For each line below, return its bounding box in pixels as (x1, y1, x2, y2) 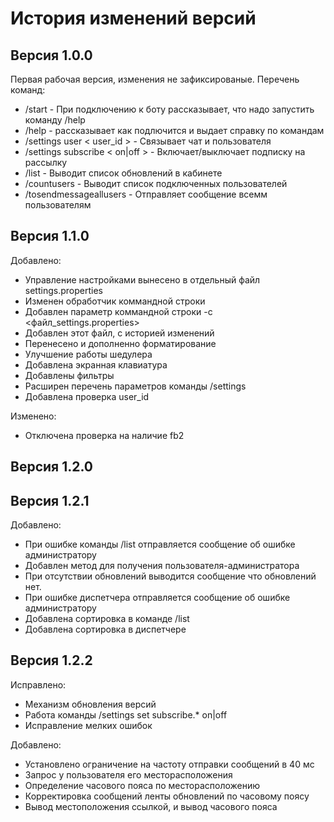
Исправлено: (10, 678, 67, 691)
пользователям (24, 199, 92, 211)
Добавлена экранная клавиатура (24, 358, 168, 371)
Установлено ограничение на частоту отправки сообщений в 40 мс (24, 758, 315, 770)
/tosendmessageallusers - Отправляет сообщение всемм (24, 188, 268, 200)
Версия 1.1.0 (10, 228, 90, 245)
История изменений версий (10, 7, 257, 30)
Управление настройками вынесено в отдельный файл (24, 273, 261, 286)
